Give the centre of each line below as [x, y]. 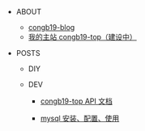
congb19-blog [51, 27]
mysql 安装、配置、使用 [80, 118]
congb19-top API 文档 [77, 101]
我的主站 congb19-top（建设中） [83, 37]
